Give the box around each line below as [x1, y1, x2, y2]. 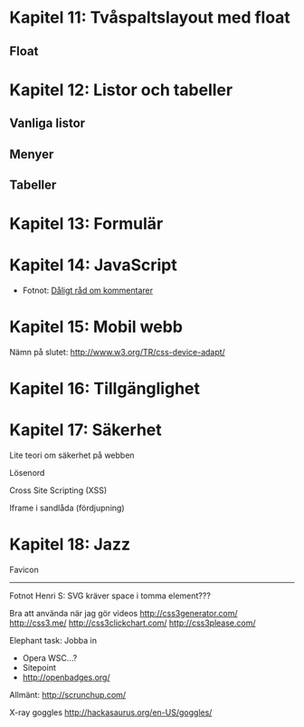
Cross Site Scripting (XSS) [9, 485, 107, 496]
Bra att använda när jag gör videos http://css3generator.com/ [9, 608, 238, 619]
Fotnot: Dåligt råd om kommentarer [22, 285, 154, 296]
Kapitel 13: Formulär [9, 214, 164, 234]
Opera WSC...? [22, 653, 78, 664]
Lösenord [9, 468, 45, 479]
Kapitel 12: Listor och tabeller [9, 80, 233, 100]
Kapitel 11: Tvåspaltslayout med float [9, 7, 291, 28]
